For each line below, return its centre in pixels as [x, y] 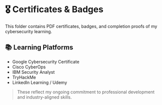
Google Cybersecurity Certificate [46, 62]
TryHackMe [24, 77]
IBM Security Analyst [33, 72]
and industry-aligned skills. [44, 97]
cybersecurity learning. [29, 31]
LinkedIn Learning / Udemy [40, 82]
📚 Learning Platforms [39, 48]
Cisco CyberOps [29, 67]
